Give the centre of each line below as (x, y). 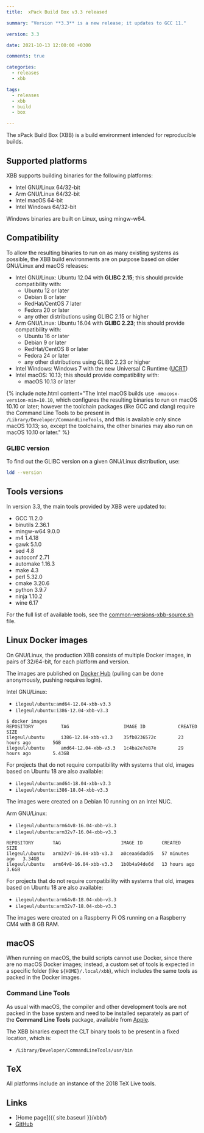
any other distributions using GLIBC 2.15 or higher (86, 316)
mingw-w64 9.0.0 (37, 531)
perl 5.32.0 (29, 577)
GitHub (24, 1124)
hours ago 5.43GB (38, 753)
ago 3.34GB (23, 859)
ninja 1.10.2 (29, 596)
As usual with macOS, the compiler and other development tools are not (97, 1006)
